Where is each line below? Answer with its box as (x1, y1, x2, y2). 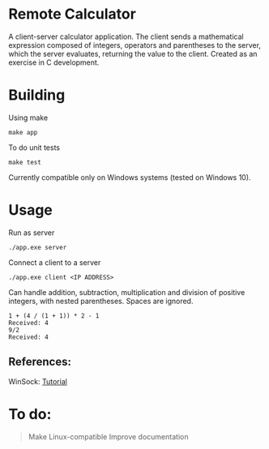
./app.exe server (8, 243, 67, 251)
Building (8, 86, 66, 105)
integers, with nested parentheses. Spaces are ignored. (8, 296, 194, 306)
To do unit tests (8, 143, 61, 152)
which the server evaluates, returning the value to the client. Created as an (8, 49, 258, 58)
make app (8, 128, 38, 136)
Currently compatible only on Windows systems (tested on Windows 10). (8, 172, 251, 182)
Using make (8, 113, 49, 122)
